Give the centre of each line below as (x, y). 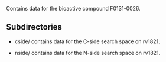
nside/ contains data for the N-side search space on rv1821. (87, 53)
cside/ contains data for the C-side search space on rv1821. (87, 41)
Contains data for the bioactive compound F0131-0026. (73, 9)
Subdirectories (34, 27)
